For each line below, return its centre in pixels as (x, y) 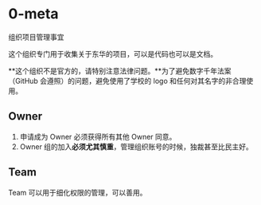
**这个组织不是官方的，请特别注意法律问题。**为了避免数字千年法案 (120, 71)
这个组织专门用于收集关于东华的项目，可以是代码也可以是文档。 (113, 53)
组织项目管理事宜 (36, 37)
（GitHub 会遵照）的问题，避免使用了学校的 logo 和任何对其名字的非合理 (127, 81)
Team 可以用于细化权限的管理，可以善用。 (78, 192)
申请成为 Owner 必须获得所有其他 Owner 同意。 (98, 136)
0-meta (33, 14)
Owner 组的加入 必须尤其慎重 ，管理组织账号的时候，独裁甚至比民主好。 (136, 146)
